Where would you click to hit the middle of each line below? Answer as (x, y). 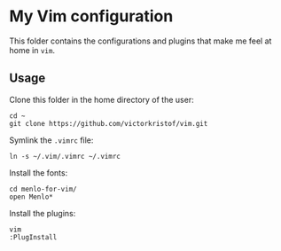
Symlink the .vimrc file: (51, 140)
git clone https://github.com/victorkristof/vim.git (109, 123)
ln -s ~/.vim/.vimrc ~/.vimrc (65, 156)
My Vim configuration (91, 16)
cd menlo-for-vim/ (43, 189)
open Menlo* (31, 197)
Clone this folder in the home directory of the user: (101, 99)
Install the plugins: (43, 213)
